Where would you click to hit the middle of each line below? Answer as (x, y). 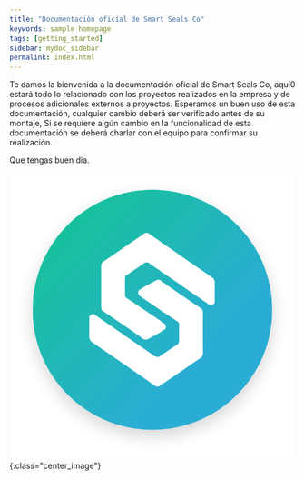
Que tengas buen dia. (49, 160)
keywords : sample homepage (60, 29)
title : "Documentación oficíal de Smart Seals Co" (107, 19)
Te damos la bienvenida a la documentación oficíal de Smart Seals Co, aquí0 (152, 85)
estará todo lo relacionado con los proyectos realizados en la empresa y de (150, 95)
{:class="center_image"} (55, 466)
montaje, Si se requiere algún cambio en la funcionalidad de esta (131, 124)
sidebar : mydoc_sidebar (54, 48)
